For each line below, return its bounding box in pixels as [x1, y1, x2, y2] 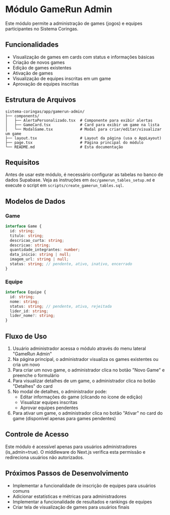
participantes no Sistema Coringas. [5, 25, 78, 31]
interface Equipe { [5, 290, 47, 295]
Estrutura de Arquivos [5, 95, 76, 104]
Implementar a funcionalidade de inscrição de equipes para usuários [12, 483, 156, 489]
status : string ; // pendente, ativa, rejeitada [10, 304, 112, 309]
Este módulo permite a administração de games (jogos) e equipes [5, 20, 143, 26]
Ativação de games [12, 70, 53, 76]
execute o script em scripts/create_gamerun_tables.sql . [5, 182, 124, 189]
